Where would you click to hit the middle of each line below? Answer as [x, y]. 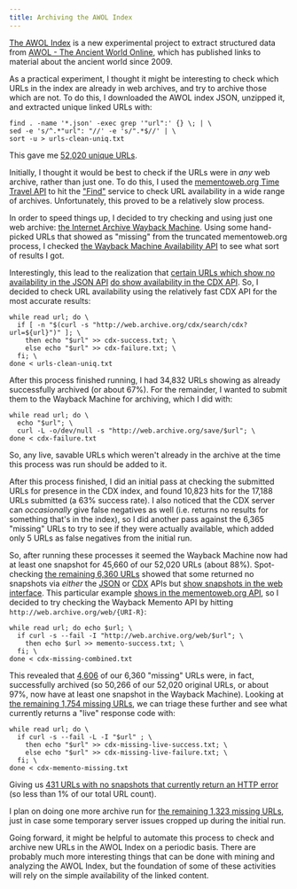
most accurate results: [50, 300]
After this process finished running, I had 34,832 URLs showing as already [145, 380]
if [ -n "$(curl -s [53, 324]
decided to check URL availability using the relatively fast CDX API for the [143, 291]
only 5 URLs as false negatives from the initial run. [101, 538]
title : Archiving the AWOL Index [71, 17]
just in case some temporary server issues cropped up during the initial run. [148, 820]
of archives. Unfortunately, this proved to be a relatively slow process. [137, 200]
